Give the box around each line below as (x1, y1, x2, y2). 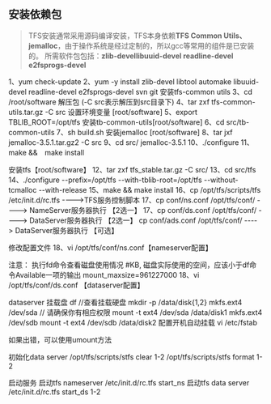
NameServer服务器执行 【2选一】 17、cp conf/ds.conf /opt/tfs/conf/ (29, 205, 257, 215)
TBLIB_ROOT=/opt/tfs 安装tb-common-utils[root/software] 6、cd (8, 117, 225, 127)
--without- (203, 175, 239, 185)
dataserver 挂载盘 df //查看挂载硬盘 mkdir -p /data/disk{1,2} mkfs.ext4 (8, 297, 243, 307)
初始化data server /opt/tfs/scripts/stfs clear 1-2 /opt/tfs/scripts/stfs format (8, 351, 255, 362)
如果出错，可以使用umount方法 (8, 334, 112, 344)
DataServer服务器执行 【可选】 (15, 225, 119, 235)
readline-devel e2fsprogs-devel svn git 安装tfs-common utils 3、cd (28, 87, 253, 96)
